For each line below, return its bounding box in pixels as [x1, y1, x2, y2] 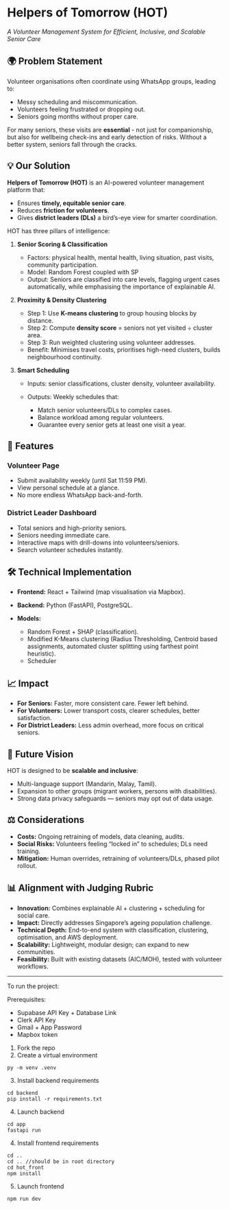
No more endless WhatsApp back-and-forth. [16, 491, 144, 499]
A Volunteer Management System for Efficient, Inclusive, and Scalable [7, 27, 206, 36]
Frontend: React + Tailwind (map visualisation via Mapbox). [16, 588, 186, 596]
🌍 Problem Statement [7, 56, 103, 67]
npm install [7, 1170, 41, 1177]
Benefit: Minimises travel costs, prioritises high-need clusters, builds [27, 345, 221, 354]
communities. [16, 948, 56, 956]
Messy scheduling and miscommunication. [16, 97, 138, 106]
